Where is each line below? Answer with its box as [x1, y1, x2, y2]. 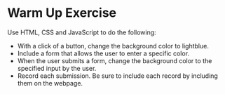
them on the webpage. [17, 79, 83, 87]
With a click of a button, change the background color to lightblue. [17, 41, 209, 50]
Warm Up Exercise [7, 5, 117, 21]
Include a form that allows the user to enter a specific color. [17, 49, 190, 58]
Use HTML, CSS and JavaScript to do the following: [7, 28, 156, 36]
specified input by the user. [17, 64, 97, 72]
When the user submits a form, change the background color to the [17, 56, 212, 65]
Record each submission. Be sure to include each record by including [17, 72, 219, 80]
